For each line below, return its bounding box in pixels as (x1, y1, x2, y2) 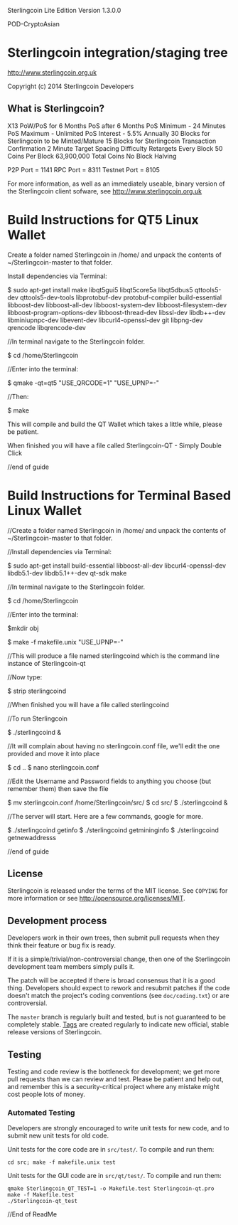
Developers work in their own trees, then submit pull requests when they (7, 933, 220, 942)
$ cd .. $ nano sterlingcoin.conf (7, 763, 99, 771)
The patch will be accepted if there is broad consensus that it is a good (7, 976, 215, 985)
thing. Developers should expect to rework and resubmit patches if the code (7, 984, 230, 992)
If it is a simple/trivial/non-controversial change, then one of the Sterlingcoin (7, 955, 231, 963)
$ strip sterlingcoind (7, 686, 66, 695)
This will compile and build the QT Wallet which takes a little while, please (7, 420, 222, 428)
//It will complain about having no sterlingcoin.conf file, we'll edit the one (7, 741, 220, 750)
